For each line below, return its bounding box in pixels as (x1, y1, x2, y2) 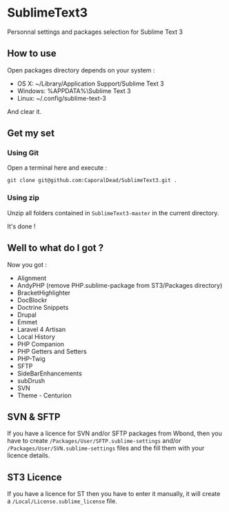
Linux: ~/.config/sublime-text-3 (17, 94, 107, 102)
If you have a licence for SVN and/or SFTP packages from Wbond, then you (7, 429, 222, 437)
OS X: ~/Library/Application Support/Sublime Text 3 (17, 79, 164, 88)
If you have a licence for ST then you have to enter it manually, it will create (7, 490, 221, 498)
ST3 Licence (7, 471, 62, 483)
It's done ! (7, 222, 36, 230)
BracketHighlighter (17, 288, 71, 297)
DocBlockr (17, 295, 48, 304)
